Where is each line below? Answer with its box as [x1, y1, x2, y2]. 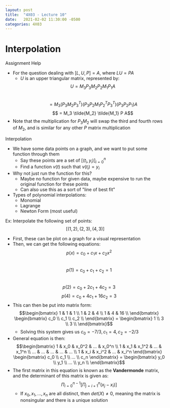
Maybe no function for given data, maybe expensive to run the [20, 176, 151, 182]
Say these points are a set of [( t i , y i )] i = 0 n [20, 157, 106, 165]
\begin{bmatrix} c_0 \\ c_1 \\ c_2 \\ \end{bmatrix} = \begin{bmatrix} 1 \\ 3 [14, 315, 164, 322]
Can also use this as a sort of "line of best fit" [20, 187, 116, 193]
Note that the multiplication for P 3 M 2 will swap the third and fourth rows [12, 118, 163, 126]
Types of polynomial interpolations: [12, 192, 87, 198]
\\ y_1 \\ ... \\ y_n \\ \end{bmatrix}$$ [53, 359, 125, 365]
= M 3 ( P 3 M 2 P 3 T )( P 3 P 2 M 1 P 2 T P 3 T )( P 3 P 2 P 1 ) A [49, 100, 138, 108]
